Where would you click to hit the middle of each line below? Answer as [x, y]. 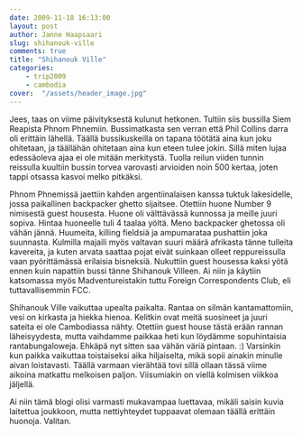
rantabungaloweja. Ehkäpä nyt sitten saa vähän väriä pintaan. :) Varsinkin [145, 346]
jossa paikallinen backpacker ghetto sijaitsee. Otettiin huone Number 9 [141, 203]
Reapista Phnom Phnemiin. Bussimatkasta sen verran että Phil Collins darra [149, 128]
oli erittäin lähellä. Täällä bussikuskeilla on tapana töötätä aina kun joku [141, 138]
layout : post [34, 26]
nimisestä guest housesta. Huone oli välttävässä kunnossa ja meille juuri [143, 213]
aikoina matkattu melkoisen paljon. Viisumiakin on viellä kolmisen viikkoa [144, 375]
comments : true [38, 51]
